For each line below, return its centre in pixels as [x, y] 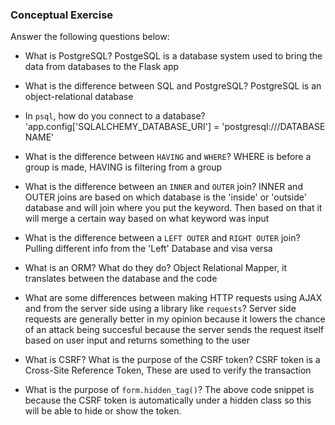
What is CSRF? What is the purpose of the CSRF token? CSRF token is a [172, 360]
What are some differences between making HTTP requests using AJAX [173, 298]
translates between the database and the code [121, 279]
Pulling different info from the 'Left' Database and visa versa [148, 249]
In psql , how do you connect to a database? [115, 116]
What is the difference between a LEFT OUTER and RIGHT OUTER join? [162, 238]
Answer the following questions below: [90, 37]
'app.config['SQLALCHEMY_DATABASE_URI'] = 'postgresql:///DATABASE [175, 127]
